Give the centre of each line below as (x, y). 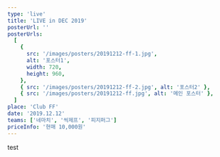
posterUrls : (25, 34)
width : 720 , (44, 67)
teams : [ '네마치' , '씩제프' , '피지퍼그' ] (62, 120)
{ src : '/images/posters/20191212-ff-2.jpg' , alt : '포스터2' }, (115, 87)
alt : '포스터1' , (48, 61)
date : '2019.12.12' (36, 113)
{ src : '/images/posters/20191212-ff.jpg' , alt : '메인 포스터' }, (117, 93)
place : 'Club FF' (33, 107)
